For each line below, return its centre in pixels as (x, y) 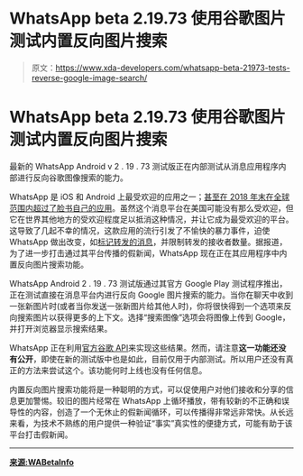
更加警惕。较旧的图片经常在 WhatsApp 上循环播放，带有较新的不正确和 (149, 400)
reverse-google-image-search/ (89, 78)
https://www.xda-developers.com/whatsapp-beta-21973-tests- (173, 68)
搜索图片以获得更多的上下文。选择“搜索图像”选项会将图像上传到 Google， (153, 317)
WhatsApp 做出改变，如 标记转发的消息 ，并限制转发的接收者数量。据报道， (148, 242)
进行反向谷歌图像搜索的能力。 (72, 178)
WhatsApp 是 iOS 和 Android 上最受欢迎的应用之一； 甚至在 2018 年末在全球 (150, 197)
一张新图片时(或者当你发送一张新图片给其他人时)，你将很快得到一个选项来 (147, 306)
